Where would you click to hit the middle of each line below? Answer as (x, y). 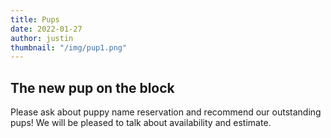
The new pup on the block (92, 87)
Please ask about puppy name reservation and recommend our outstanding (166, 112)
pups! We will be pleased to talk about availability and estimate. (141, 123)
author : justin (42, 38)
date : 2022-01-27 (46, 29)
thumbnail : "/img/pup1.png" (69, 47)
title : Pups (35, 19)
